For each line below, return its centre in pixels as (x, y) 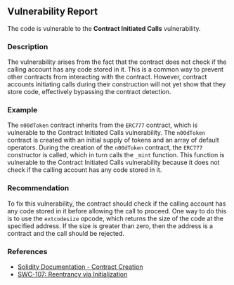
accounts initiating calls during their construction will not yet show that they (117, 84)
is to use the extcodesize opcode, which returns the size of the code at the (115, 218)
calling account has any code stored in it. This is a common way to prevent (115, 69)
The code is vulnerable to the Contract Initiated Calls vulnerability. (104, 28)
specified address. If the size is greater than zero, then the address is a (110, 226)
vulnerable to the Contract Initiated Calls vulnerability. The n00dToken (106, 133)
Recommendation (38, 188)
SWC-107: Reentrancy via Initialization (72, 274)
